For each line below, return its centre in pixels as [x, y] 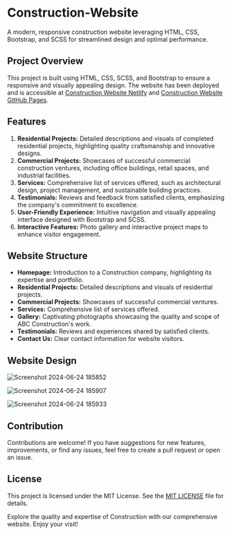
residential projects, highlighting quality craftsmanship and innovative [116, 146]
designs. [29, 153]
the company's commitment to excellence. [78, 204]
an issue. [20, 457]
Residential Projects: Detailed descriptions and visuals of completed [115, 138]
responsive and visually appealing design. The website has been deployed [113, 85]
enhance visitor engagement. [59, 234]
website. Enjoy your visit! [43, 524]
